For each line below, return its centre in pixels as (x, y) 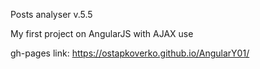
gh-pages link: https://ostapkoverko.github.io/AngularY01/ (130, 53)
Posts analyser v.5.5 (51, 14)
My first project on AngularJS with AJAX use (102, 33)
